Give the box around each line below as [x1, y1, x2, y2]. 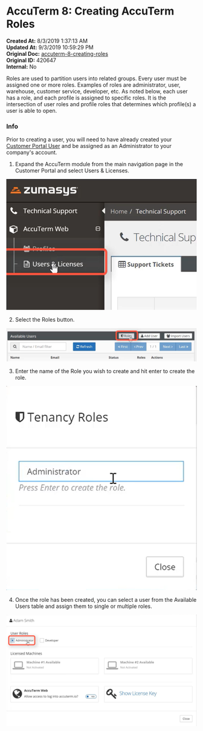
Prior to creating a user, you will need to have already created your [6, 136, 172, 143]
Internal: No [6, 62, 37, 70]
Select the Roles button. [14, 315, 75, 323]
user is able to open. [6, 107, 57, 114]
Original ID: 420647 [6, 56, 56, 64]
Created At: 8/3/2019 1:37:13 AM [6, 37, 88, 44]
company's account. [6, 149, 57, 156]
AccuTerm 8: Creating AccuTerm [6, 4, 175, 18]
